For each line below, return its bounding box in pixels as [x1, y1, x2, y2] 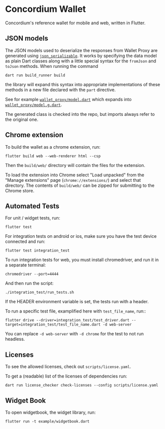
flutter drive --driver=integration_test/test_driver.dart [5, 318, 130, 323]
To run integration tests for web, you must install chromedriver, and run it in [5, 257, 159, 263]
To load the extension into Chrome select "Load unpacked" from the [5, 172, 145, 178]
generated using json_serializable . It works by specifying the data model [5, 53, 157, 58]
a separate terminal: [5, 262, 46, 268]
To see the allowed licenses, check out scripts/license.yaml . [5, 364, 131, 370]
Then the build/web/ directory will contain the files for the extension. [5, 162, 145, 168]
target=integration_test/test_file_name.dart [5, 322, 101, 327]
